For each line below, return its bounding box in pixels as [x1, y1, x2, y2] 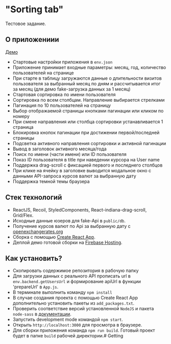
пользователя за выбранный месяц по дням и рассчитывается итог [12, 80, 161, 86]
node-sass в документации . [12, 311, 71, 317]
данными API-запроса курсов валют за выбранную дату [12, 173, 136, 179]
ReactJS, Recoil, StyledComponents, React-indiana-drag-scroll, [12, 207, 147, 213]
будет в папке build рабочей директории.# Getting [12, 333, 124, 339]
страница [12, 124, 34, 130]
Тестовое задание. [5, 20, 46, 27]
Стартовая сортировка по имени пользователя [12, 91, 116, 98]
